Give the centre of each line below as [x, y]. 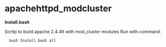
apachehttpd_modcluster [58, 9]
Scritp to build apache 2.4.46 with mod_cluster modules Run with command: [83, 31]
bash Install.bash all [33, 40]
